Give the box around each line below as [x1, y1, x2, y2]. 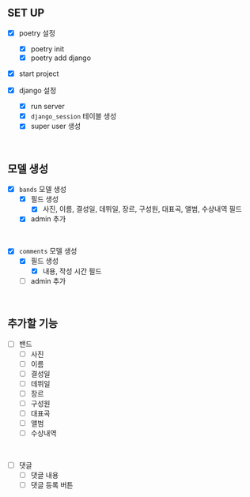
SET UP [7, 6, 45, 20]
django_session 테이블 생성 [30, 111, 117, 121]
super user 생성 [30, 122, 81, 131]
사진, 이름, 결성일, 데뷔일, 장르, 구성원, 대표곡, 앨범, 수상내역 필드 [42, 205, 242, 214]
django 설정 [18, 86, 57, 96]
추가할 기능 [7, 317, 59, 330]
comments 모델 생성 [18, 247, 78, 256]
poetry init [30, 43, 65, 54]
